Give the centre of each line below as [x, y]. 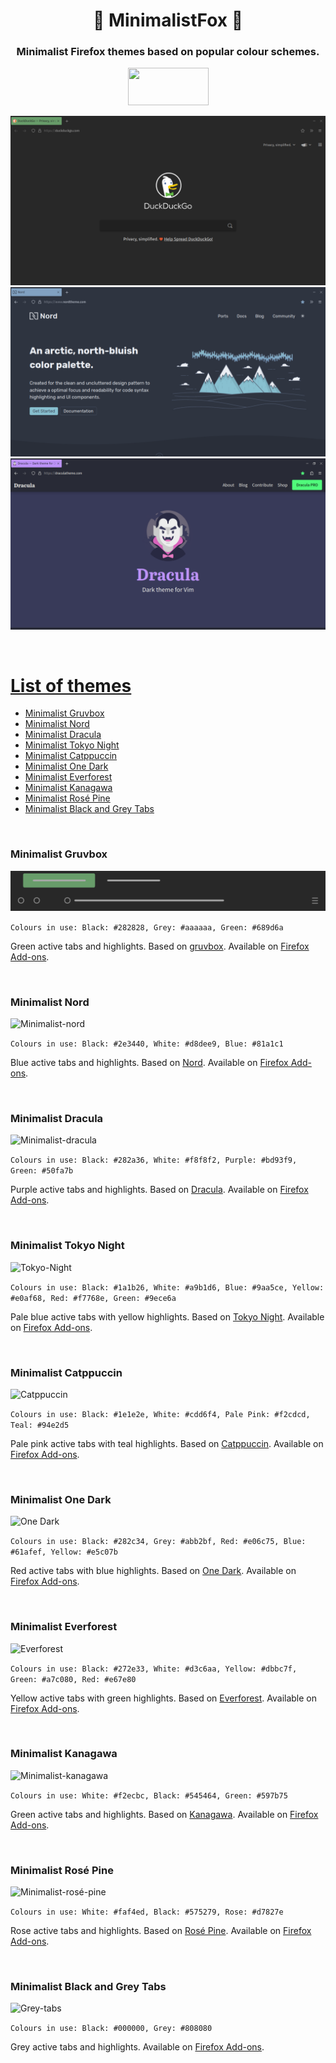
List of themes [71, 685]
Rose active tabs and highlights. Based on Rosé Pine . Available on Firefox [161, 1931]
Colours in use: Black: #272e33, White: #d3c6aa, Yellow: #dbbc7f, [154, 1669]
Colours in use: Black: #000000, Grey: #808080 [111, 2029]
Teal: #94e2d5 [40, 1425]
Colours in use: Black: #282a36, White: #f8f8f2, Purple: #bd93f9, [154, 1160]
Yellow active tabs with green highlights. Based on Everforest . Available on [164, 1698]
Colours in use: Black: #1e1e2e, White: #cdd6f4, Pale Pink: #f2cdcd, [160, 1414]
